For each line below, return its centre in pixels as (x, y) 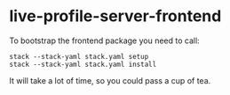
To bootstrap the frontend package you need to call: (104, 40)
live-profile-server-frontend (115, 16)
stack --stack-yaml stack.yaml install (83, 64)
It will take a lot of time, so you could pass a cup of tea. (110, 80)
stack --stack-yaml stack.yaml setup (79, 56)
